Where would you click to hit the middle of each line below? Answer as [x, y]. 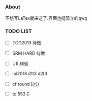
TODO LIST [18, 32]
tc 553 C [21, 94]
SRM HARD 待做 [29, 53]
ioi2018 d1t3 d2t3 [30, 73]
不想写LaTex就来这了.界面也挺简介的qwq [46, 18]
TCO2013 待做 [27, 42]
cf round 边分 [26, 84]
